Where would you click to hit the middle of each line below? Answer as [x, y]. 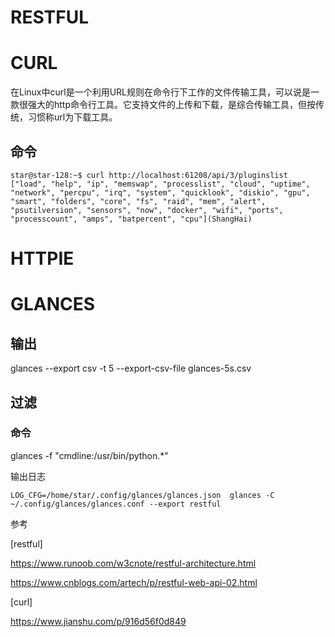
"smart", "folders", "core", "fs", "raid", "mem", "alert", [138, 201]
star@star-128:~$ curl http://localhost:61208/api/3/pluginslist [149, 175]
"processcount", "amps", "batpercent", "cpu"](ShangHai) [131, 219]
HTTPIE [42, 258]
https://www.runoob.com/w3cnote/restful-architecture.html [133, 563]
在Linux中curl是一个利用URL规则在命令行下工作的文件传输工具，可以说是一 [165, 92]
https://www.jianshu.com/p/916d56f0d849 [98, 621]
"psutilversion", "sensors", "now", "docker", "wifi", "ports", [147, 210]
